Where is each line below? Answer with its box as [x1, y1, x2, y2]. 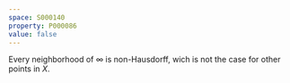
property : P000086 [8, 21, 77, 30]
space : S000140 [8, 12, 66, 22]
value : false [8, 29, 57, 38]
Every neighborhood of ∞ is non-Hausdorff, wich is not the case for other [8, 54, 281, 65]
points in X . [8, 63, 50, 74]
